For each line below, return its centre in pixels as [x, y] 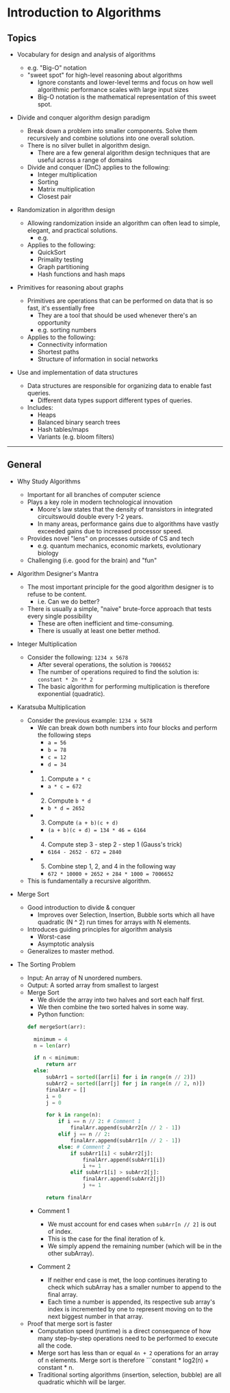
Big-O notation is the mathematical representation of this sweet [127, 97]
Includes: [40, 407]
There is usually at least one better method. [99, 630]
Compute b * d [69, 801]
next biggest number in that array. [95, 1316]
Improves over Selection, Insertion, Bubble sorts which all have [126, 914]
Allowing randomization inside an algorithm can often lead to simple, [124, 223]
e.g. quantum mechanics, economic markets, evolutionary [119, 545]
